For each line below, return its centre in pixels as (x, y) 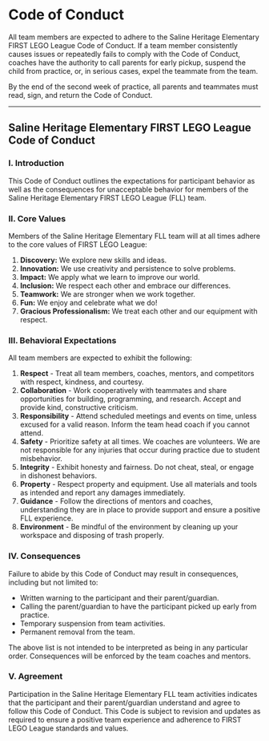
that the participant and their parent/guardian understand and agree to (124, 703)
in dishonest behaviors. (58, 476)
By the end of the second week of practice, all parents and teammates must (133, 87)
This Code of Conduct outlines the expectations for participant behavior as (132, 180)
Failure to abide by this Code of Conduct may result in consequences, (123, 573)
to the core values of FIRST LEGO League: (78, 244)
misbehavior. (41, 459)
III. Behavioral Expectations (62, 340)
